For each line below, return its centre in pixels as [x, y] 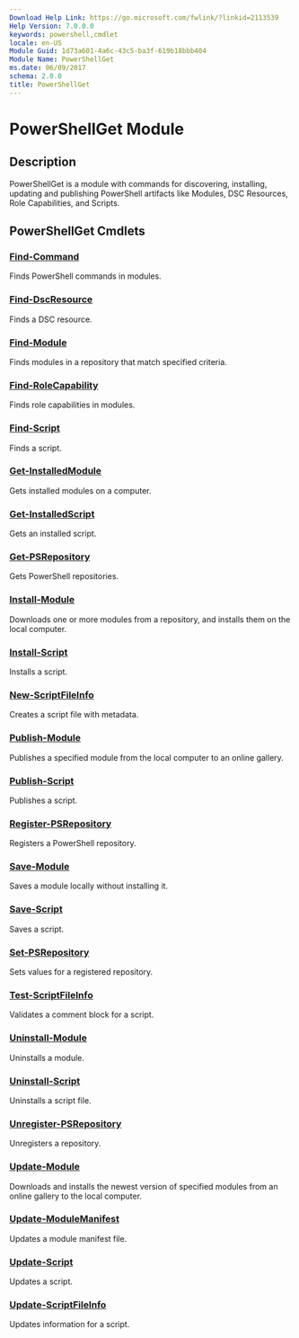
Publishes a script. [44, 800]
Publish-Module [45, 738]
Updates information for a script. [70, 1325]
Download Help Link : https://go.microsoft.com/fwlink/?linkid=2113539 [144, 18]
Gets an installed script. [53, 534]
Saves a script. [37, 929]
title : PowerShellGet [50, 85]
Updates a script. [41, 1281]
